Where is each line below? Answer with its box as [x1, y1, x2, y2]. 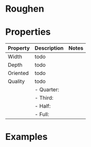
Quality [8, 78, 25, 85]
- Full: [35, 111, 49, 118]
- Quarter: [35, 86, 59, 93]
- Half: [35, 102, 51, 109]
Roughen [5, 3, 44, 15]
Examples [5, 131, 48, 142]
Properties [5, 26, 51, 38]
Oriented [8, 69, 29, 77]
